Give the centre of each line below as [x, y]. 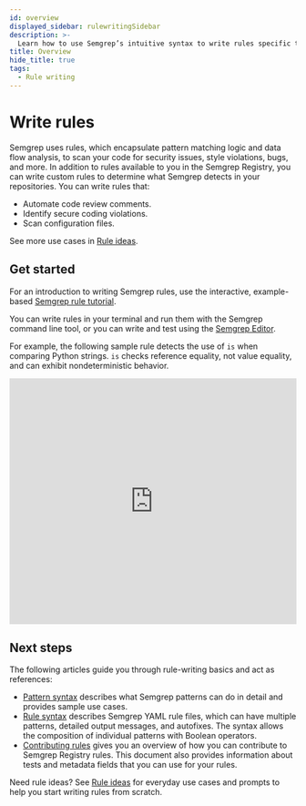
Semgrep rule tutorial [75, 301]
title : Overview [40, 52]
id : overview [34, 18]
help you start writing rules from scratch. [86, 792]
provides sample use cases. [75, 707]
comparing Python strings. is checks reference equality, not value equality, [151, 355]
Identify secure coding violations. [85, 213]
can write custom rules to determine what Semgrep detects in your [135, 176]
